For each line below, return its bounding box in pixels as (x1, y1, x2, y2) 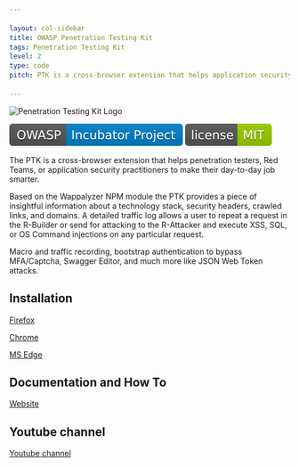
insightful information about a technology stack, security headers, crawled (9, 201, 282, 211)
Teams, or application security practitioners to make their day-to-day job (9, 164, 276, 175)
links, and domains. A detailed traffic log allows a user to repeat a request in (9, 209, 287, 220)
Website (9, 398, 40, 409)
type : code (9, 61, 50, 70)
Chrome (9, 332, 39, 342)
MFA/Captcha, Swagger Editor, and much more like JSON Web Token (9, 255, 263, 266)
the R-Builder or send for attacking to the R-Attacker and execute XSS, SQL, (9, 219, 287, 230)
